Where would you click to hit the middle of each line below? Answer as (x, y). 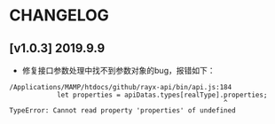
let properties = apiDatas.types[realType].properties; (162, 95)
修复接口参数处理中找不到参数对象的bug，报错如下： (118, 70)
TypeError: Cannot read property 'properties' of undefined (123, 111)
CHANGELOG (59, 15)
